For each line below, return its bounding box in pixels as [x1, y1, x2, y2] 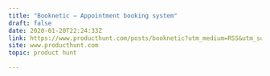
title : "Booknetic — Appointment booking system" [8, 11, 178, 20]
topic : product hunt [8, 49, 78, 57]
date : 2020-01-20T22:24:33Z [8, 26, 103, 34]
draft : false [8, 19, 52, 27]
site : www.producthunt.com [8, 42, 99, 50]
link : [8, 34, 27, 42]
